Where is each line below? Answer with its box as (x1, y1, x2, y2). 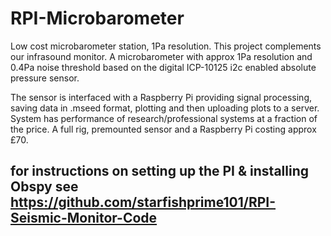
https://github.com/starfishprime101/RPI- (10, 194, 277, 211)
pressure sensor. (10, 72, 80, 84)
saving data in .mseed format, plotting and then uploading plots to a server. (10, 102, 320, 114)
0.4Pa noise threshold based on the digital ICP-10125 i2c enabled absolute (10, 61, 317, 73)
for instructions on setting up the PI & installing (10, 163, 310, 180)
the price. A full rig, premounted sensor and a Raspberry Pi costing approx (10, 123, 317, 135)
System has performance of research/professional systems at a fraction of (10, 112, 318, 124)
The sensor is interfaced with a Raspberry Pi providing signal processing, (10, 91, 312, 103)
